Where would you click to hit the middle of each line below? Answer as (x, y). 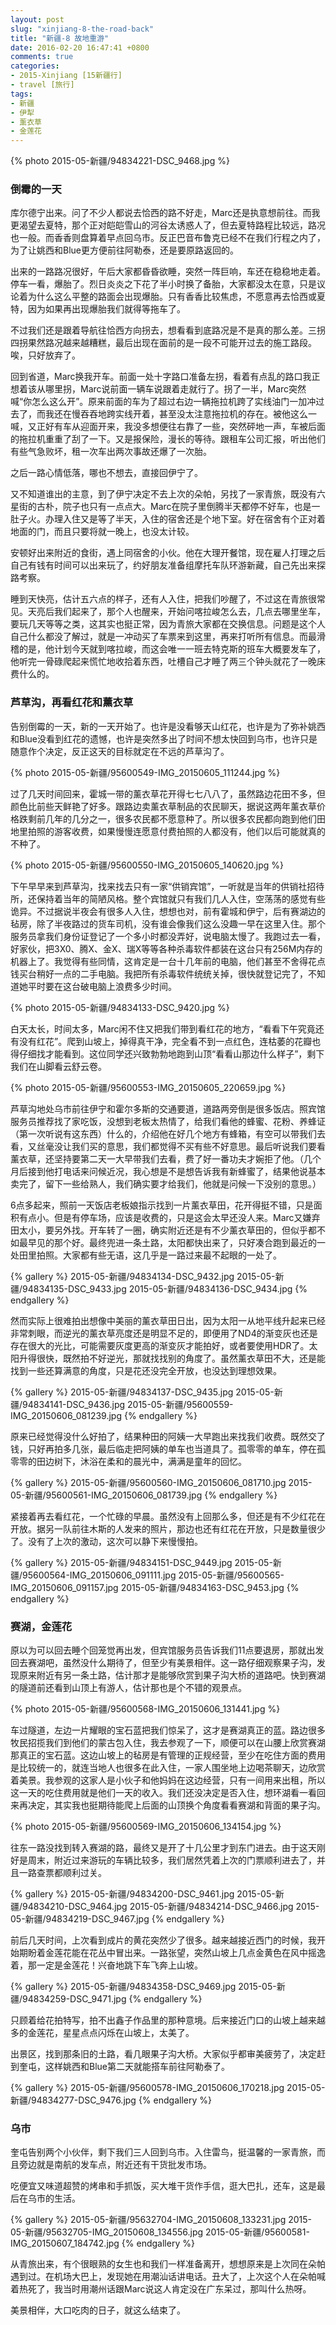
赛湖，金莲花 (41, 1626)
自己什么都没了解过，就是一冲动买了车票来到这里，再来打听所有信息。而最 (163, 637)
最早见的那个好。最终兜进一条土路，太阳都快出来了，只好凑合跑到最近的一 (172, 1242)
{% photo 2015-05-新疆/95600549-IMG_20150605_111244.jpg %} (145, 772)
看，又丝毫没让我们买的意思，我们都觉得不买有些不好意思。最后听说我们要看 (168, 1146)
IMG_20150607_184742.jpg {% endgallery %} (102, 2243)
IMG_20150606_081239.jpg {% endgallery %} (104, 1415)
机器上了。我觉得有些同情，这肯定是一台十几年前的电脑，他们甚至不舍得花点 (168, 961)
